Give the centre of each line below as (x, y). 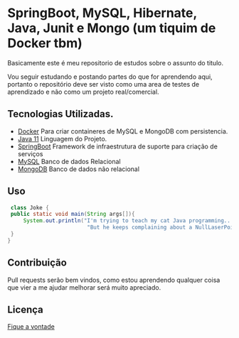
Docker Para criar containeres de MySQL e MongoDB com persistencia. (123, 131)
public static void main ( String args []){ (73, 214)
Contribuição (37, 263)
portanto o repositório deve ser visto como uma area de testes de (103, 84)
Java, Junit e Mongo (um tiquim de (112, 28)
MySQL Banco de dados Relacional (69, 161)
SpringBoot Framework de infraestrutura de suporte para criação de (118, 146)
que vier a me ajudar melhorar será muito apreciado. (84, 287)
